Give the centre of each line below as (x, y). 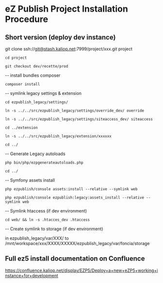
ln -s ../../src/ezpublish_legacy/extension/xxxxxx (58, 136)
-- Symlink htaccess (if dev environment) (46, 211)
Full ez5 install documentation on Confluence (75, 259)
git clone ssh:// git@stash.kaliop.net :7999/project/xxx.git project (69, 49)
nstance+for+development (32, 275)
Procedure (27, 19)
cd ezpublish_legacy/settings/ (37, 102)
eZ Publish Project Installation (67, 9)
